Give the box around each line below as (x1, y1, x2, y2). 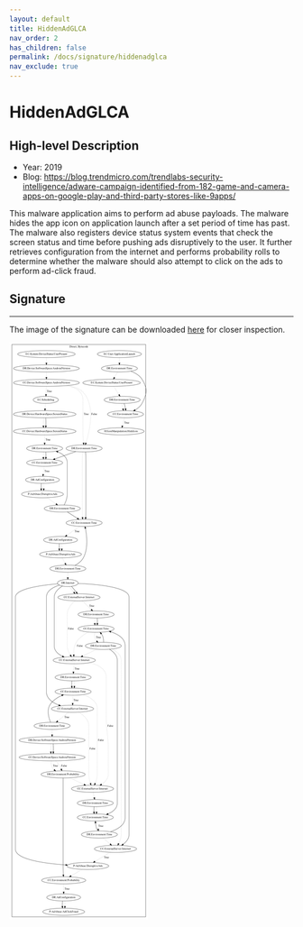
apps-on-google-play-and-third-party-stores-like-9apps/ (22, 190, 236, 201)
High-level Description (9, 138, 140, 153)
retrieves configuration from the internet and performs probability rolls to (9, 246, 280, 257)
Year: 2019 (22, 162, 63, 172)
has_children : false (9, 43, 87, 52)
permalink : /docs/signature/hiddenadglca (9, 52, 168, 62)
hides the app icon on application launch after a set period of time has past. (9, 217, 290, 228)
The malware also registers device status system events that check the (9, 227, 273, 238)
